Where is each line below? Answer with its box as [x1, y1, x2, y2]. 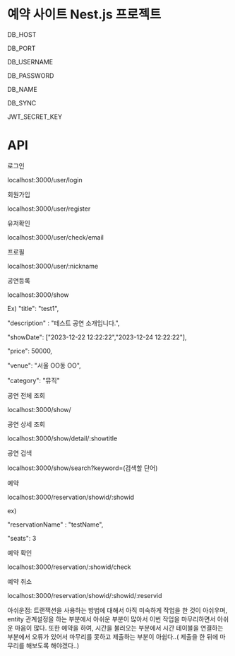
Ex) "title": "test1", [7, 304, 59, 312]
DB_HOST [7, 30, 37, 39]
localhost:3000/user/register [7, 204, 91, 213]
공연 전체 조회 [7, 391, 46, 399]
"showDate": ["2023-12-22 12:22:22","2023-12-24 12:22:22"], [7, 333, 187, 341]
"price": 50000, [7, 346, 53, 355]
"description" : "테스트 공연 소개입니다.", [7, 319, 120, 327]
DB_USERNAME [7, 57, 54, 66]
